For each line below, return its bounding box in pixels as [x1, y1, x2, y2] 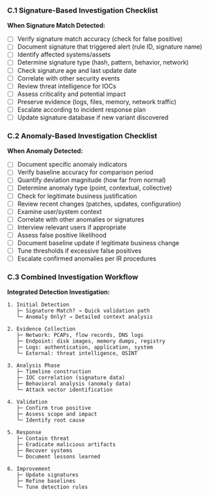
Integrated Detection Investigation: [7, 288, 111, 297]
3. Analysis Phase [7, 362, 60, 370]
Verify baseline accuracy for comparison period [17, 168, 154, 176]
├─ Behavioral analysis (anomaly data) [16, 381, 131, 388]
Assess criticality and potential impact [17, 90, 126, 98]
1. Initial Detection [7, 301, 70, 308]
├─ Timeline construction [16, 368, 91, 375]
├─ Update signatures [16, 472, 79, 479]
